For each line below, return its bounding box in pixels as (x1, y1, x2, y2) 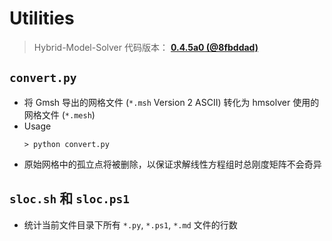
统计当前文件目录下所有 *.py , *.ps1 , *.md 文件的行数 (23, 218, 238, 231)
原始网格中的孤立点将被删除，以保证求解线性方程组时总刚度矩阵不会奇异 (23, 158, 322, 170)
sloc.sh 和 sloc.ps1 (9, 190, 131, 207)
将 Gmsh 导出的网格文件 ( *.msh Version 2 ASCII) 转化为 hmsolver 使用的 (23, 96, 320, 108)
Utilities (9, 7, 75, 30)
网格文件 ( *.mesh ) (23, 108, 96, 121)
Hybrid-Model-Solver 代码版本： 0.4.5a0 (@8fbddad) (33, 41, 259, 53)
